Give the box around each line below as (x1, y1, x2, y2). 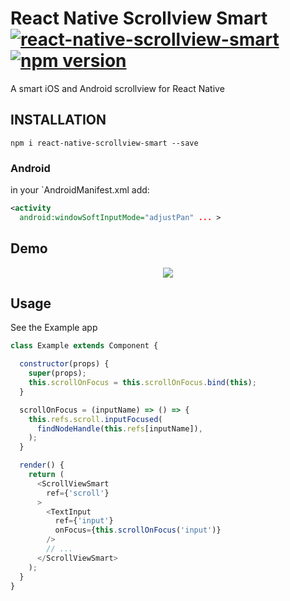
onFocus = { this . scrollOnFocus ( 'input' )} (54, 525, 222, 536)
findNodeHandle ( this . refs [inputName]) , (36, 423, 203, 434)
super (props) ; (28, 368, 87, 379)
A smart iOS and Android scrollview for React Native (10, 82, 225, 94)
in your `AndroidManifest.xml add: (10, 184, 150, 196)
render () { (19, 460, 65, 471)
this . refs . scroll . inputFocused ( (28, 414, 163, 424)
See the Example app (10, 322, 98, 334)
